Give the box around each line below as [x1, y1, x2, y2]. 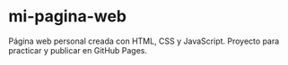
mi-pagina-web [8, 6, 127, 27]
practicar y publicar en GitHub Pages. [8, 45, 148, 55]
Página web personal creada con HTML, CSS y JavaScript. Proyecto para [8, 36, 280, 46]
